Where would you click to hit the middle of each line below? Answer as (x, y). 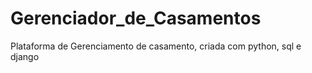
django (25, 56)
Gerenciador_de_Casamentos (136, 18)
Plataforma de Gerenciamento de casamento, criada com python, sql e (156, 46)
